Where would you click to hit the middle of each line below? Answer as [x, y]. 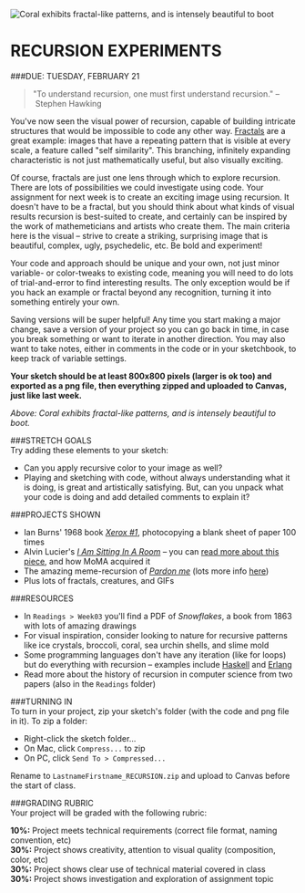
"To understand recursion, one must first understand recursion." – [156, 93]
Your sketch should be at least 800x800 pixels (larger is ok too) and [141, 376]
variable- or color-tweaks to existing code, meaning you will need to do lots [152, 273]
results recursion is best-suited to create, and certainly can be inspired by [149, 216]
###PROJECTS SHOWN [56, 514]
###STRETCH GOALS [51, 440]
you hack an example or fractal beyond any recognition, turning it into [141, 292]
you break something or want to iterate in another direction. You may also [148, 338]
